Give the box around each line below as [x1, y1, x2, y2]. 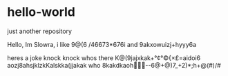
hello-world [7, 4, 76, 20]
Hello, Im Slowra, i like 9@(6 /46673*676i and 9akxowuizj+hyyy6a [7, 40, 197, 48]
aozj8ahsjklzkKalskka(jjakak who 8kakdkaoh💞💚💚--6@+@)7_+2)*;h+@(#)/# [7, 61, 221, 69]
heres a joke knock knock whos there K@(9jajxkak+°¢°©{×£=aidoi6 [7, 53, 201, 62]
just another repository [7, 27, 73, 35]
